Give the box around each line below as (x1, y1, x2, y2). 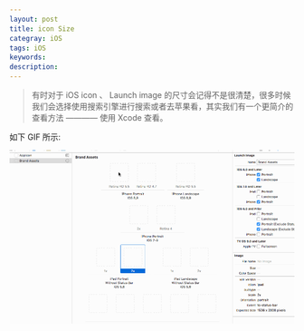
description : (9, 63, 59, 72)
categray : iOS (9, 34, 63, 43)
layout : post (9, 15, 59, 24)
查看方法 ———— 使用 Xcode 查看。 (31, 112, 168, 122)
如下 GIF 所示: (9, 131, 62, 142)
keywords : (9, 53, 47, 63)
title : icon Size (9, 24, 75, 34)
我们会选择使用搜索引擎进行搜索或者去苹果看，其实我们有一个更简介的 (31, 101, 294, 112)
